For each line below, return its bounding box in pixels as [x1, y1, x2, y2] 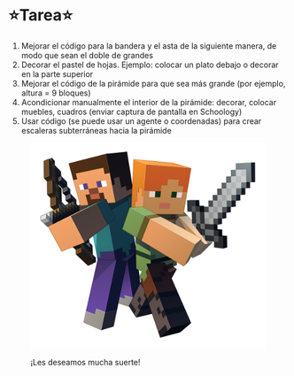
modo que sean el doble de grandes [20, 50, 154, 60]
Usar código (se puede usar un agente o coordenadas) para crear [20, 115, 262, 127]
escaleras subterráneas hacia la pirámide [20, 125, 172, 135]
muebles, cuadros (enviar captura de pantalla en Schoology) [20, 106, 243, 117]
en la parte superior [20, 68, 94, 79]
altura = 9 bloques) [20, 88, 91, 98]
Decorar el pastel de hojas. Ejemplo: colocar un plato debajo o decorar [20, 59, 280, 70]
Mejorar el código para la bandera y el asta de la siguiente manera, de [20, 40, 277, 51]
